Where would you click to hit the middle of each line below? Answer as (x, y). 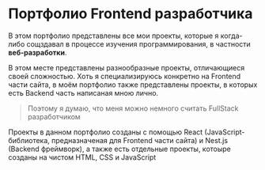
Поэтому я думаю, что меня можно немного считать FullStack (133, 108)
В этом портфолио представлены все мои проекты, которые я (114, 36)
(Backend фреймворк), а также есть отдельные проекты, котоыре (119, 149)
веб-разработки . (38, 52)
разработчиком (54, 116)
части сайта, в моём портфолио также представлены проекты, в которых (133, 85)
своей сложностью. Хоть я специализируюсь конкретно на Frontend (125, 76)
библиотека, (29, 140)
